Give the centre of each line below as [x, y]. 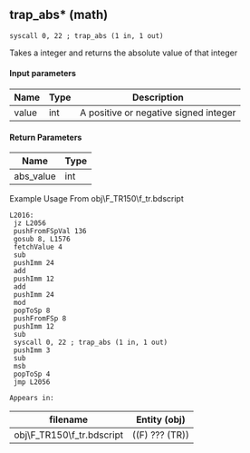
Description [158, 97]
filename [69, 419]
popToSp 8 [32, 311]
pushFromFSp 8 [40, 319]
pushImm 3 [32, 350]
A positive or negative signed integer [158, 113]
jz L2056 [30, 223]
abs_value [35, 176]
